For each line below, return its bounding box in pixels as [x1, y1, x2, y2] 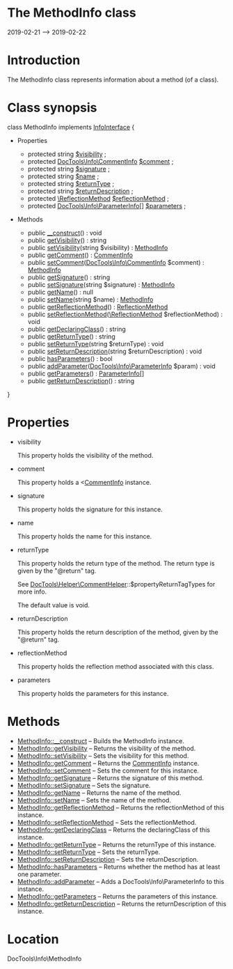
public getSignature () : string [27, 273, 110, 281]
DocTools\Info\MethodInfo [7, 954, 82, 963]
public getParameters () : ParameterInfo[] [27, 369, 145, 378]
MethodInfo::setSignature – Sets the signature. [17, 781, 151, 789]
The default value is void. [17, 600, 90, 609]
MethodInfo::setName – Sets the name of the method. [17, 796, 172, 804]
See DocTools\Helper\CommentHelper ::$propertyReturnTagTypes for [17, 580, 216, 588]
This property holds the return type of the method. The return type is [17, 559, 215, 567]
